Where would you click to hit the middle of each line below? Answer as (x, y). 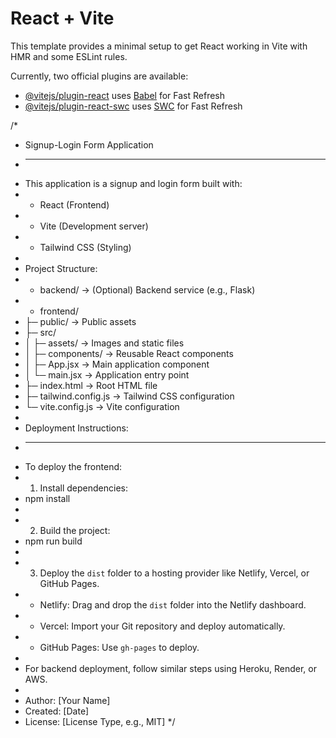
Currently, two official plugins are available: (99, 76)
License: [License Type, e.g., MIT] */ (100, 721)
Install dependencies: (83, 488)
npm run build (53, 541)
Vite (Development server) (94, 226)
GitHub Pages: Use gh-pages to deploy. (119, 647)
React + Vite (62, 18)
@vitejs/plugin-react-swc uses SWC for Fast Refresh (133, 106)
